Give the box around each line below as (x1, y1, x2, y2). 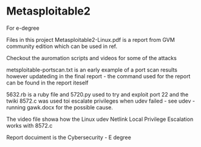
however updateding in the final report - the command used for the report (6, 72, 191, 80)
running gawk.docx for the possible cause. (6, 103, 114, 111)
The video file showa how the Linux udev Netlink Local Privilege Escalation (6, 115, 194, 123)
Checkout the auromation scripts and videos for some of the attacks (6, 54, 177, 61)
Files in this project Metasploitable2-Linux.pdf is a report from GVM (6, 36, 175, 43)
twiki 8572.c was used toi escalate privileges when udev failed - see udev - (6, 97, 196, 104)
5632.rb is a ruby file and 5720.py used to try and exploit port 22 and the (6, 91, 189, 98)
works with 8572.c (6, 121, 53, 129)
